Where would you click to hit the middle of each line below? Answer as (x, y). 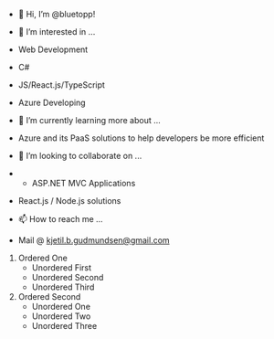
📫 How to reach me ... (60, 219)
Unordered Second (68, 277)
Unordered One (61, 307)
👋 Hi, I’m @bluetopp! (57, 14)
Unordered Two (61, 316)
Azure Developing (52, 102)
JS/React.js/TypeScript (61, 85)
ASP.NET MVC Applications (84, 183)
